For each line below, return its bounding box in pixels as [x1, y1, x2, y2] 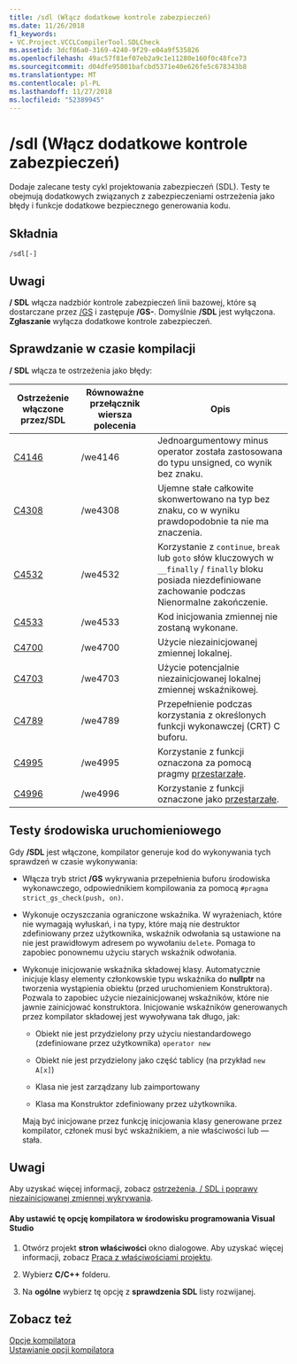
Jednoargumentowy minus [157, 434, 269, 446]
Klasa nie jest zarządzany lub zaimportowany [34, 1081, 201, 1092]
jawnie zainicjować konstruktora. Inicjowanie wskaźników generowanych [21, 1002, 288, 1012]
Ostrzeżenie [17, 391, 69, 404]
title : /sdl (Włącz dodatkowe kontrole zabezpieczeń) [9, 12, 212, 22]
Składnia [9, 226, 59, 241]
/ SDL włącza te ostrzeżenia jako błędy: [9, 365, 153, 376]
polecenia [94, 419, 137, 431]
